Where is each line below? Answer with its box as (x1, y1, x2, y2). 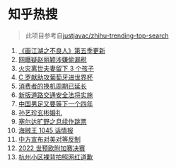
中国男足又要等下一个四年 (18, 99, 93, 108)
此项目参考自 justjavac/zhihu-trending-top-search (25, 31, 169, 40)
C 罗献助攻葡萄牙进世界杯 (18, 72, 93, 82)
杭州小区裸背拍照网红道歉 (18, 152, 93, 161)
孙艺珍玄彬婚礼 (18, 108, 62, 117)
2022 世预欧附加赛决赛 (18, 143, 86, 152)
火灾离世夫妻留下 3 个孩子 (18, 64, 95, 72)
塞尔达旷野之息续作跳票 (18, 117, 87, 125)
